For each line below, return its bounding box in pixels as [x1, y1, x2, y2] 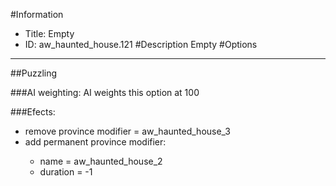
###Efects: [10, 106, 56, 118]
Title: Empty [24, 28, 75, 39]
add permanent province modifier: [24, 136, 167, 148]
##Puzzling [10, 67, 58, 79]
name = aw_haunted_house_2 [39, 155, 163, 167]
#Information [10, 9, 64, 20]
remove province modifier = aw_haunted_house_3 [24, 125, 231, 137]
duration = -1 [39, 166, 93, 178]
